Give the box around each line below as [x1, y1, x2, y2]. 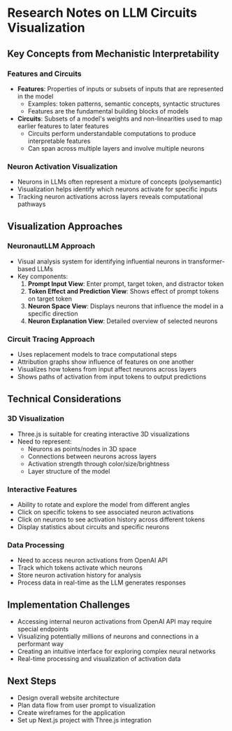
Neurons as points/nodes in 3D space [27, 444, 137, 453]
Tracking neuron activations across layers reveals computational [17, 193, 203, 201]
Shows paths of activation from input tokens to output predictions [17, 373, 207, 381]
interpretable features [27, 137, 91, 145]
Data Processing [7, 540, 65, 550]
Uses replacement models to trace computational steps [17, 350, 177, 359]
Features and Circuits [7, 69, 82, 78]
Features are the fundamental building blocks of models [27, 107, 189, 115]
